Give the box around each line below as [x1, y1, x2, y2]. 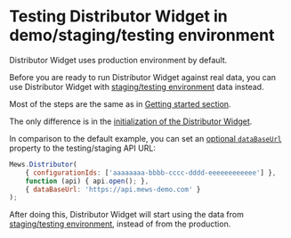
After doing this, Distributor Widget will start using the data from [9, 209, 245, 220]
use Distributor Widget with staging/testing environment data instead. [9, 81, 264, 92]
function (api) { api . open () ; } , [25, 176, 150, 185]
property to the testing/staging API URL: [9, 143, 156, 153]
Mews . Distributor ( [9, 160, 77, 168]
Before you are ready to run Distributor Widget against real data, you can [9, 71, 276, 82]
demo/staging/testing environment [9, 25, 275, 45]
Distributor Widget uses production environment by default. [9, 54, 228, 65]
